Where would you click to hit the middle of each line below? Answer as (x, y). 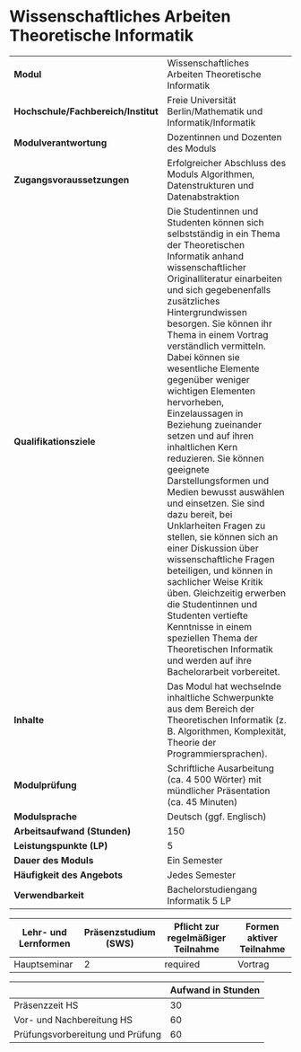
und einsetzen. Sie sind (216, 503)
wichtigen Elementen (211, 391)
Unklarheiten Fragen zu (216, 526)
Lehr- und (44, 932)
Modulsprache (46, 817)
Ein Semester (195, 860)
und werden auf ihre (210, 660)
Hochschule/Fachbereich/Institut (86, 111)
